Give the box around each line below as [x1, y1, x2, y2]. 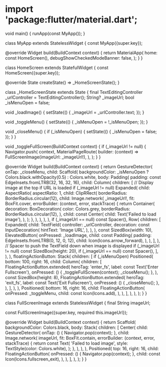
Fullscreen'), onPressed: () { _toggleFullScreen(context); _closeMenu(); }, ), [5, 269, 159, 275]
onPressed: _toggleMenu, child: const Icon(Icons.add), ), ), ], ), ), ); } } [5, 290, 147, 296]
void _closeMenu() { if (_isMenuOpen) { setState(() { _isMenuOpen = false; [5, 128, 157, 135]
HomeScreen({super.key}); [5, 70, 60, 75]
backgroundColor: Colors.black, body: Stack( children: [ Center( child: [5, 324, 148, 330]
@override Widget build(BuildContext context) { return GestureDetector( [5, 163, 153, 169]
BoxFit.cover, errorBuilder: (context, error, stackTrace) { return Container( [5, 200, 155, 207]
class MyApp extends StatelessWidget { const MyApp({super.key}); [5, 40, 143, 46]
